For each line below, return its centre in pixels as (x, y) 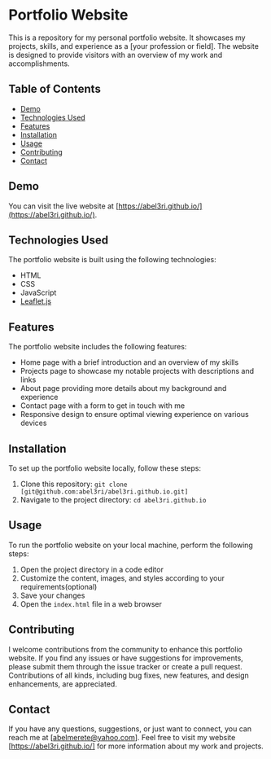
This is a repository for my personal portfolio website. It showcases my (127, 37)
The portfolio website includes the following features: (98, 347)
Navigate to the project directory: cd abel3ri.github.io (113, 500)
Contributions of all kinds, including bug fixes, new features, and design (129, 675)
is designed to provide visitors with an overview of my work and (116, 55)
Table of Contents (55, 89)
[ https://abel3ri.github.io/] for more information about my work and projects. (136, 746)
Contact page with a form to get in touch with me (103, 406)
